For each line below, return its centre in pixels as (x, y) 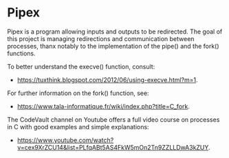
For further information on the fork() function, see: (78, 93)
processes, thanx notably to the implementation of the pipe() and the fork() (113, 46)
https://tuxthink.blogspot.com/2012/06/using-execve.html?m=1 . (107, 79)
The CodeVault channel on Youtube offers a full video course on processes (113, 119)
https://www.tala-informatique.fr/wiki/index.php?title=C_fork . (103, 106)
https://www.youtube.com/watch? (65, 140)
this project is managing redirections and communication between (101, 38)
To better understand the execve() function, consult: (81, 66)
